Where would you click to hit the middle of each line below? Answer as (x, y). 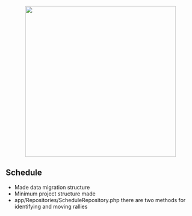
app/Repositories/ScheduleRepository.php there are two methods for (100, 200)
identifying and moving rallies (51, 206)
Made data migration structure (52, 187)
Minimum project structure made (55, 194)
